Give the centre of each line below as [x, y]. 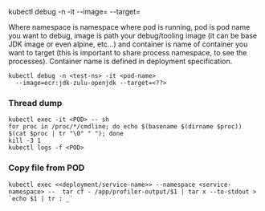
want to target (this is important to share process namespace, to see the [128, 53]
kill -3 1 [25, 141]
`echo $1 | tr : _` [41, 199]
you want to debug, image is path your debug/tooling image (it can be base [133, 36]
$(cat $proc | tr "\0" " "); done [66, 134]
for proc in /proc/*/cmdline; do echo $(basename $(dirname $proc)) [125, 127]
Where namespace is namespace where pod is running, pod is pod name [129, 27]
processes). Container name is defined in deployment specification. [120, 61]
